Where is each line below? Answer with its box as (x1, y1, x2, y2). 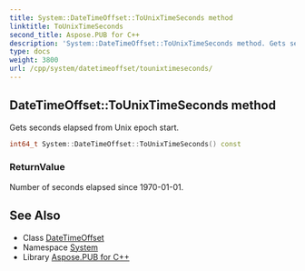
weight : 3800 (9, 55, 59, 65)
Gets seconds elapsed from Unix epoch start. (9, 122, 180, 133)
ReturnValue (9, 161, 65, 174)
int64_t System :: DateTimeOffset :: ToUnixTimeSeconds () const (9, 139, 242, 148)
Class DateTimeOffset (22, 232, 104, 243)
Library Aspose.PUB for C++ (22, 251, 130, 262)
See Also (9, 208, 61, 224)
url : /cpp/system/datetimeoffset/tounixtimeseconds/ (9, 65, 213, 74)
